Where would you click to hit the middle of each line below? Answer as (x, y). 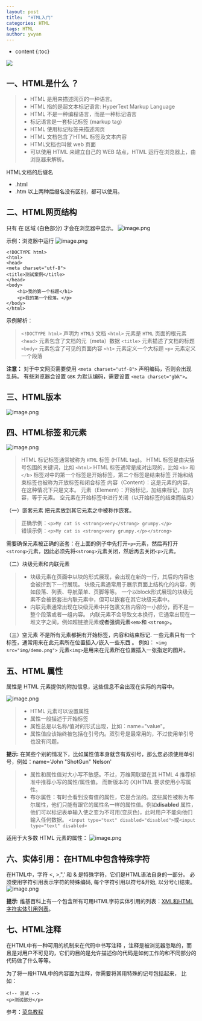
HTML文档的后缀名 (30, 172)
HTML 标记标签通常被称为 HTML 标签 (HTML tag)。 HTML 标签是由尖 (105, 460)
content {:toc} (32, 51)
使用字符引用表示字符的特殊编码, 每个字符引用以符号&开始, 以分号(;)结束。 (103, 882)
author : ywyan (24, 34)
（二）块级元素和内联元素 (38, 564)
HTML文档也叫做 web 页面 (63, 144)
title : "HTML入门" (30, 18)
